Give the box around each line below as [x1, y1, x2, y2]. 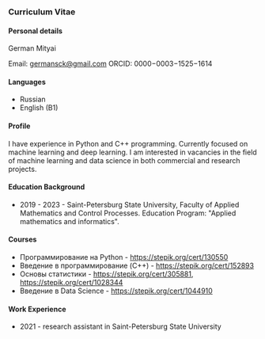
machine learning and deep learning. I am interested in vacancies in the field [8, 147, 257, 157]
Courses [8, 234, 37, 244]
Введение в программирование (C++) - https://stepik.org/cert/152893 [19, 261, 255, 270]
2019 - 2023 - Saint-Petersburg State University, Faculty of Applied [19, 200, 240, 209]
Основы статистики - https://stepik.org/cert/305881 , [19, 269, 194, 279]
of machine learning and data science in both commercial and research [8, 155, 240, 165]
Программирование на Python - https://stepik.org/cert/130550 [19, 252, 229, 261]
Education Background [8, 182, 85, 192]
